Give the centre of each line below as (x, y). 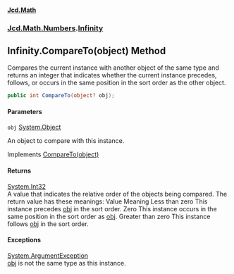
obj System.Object (34, 127)
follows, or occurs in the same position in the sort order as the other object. (117, 83)
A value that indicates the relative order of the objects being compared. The (117, 194)
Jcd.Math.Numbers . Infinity (55, 28)
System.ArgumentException (48, 255)
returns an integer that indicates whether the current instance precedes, (112, 75)
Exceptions (24, 240)
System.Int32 (26, 186)
